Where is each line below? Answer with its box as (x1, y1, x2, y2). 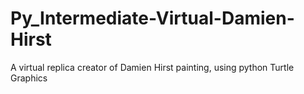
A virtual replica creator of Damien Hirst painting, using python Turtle (10, 61, 295, 73)
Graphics (10, 72, 48, 84)
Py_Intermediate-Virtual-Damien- (10, 7, 295, 30)
